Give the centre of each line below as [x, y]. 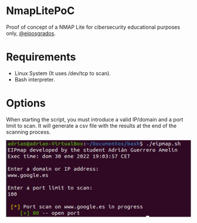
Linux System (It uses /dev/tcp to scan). [63, 73]
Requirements [41, 57]
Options [26, 103]
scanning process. [28, 132]
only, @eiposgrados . [31, 33]
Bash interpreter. [35, 79]
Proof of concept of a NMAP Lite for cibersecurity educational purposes [93, 27]
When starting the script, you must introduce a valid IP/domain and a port [95, 119]
